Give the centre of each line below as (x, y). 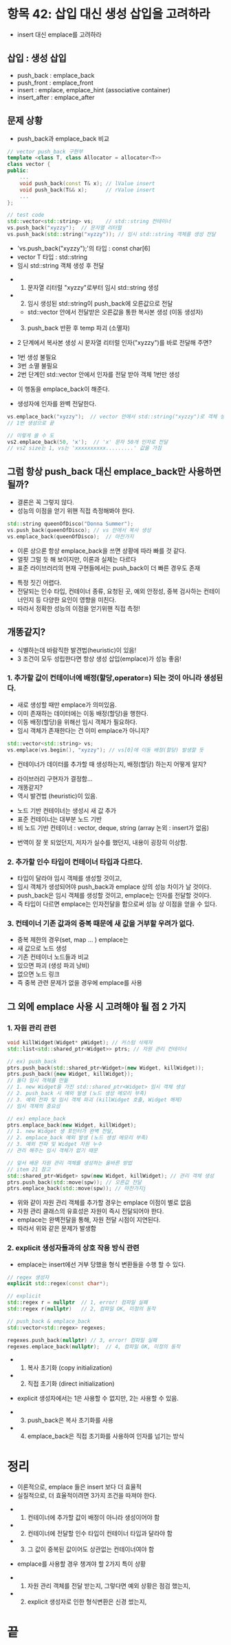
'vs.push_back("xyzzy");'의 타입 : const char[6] (84, 248)
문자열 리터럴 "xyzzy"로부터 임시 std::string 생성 (93, 287)
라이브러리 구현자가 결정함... (55, 778)
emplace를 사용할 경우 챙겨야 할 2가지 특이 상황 (81, 1564)
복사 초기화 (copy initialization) (70, 1368)
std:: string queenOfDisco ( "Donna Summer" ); (70, 524)
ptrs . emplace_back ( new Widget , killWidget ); (72, 1125)
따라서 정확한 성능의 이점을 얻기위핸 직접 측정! (79, 608)
